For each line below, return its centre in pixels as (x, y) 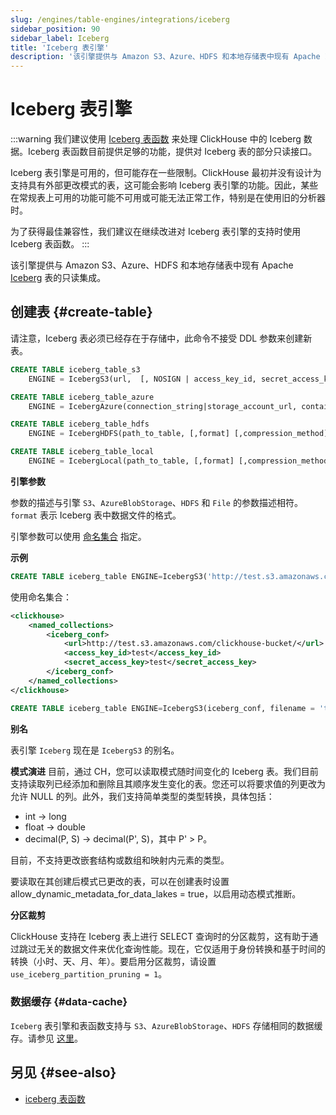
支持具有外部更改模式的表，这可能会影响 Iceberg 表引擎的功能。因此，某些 (164, 185)
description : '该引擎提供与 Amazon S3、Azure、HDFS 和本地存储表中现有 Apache (165, 57)
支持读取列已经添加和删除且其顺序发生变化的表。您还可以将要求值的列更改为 (168, 783)
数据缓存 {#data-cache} (69, 1002)
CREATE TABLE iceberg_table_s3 (75, 369)
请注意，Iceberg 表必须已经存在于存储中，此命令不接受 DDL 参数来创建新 (161, 338)
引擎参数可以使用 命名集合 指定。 (78, 536)
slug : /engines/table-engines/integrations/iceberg (120, 19)
